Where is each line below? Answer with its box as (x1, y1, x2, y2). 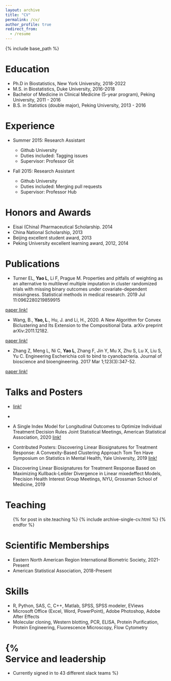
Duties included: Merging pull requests (20, 183, 102, 189)
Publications (5, 258, 60, 269)
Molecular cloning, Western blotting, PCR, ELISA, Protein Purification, (12, 619, 159, 625)
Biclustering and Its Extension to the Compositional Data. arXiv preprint (12, 322, 163, 328)
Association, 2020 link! (12, 434, 61, 440)
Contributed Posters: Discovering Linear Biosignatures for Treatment (12, 444, 158, 450)
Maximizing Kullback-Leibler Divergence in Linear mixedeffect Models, (12, 470, 162, 476)
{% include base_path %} (5, 46, 59, 51)
